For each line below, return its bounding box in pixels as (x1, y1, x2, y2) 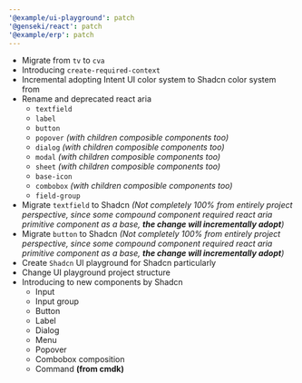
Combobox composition (34, 354, 125, 365)
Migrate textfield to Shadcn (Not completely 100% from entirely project (21, 200, 293, 211)
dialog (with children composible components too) (34, 142, 225, 152)
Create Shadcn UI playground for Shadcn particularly (21, 258, 217, 269)
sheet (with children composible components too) (34, 161, 221, 172)
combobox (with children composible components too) (34, 181, 233, 191)
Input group (34, 296, 79, 307)
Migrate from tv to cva (21, 55, 105, 66)
